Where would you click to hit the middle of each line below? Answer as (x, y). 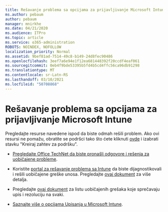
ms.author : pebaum (24, 14)
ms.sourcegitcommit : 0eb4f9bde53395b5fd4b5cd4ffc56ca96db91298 (72, 65)
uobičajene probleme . (35, 159)
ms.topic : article (24, 38)
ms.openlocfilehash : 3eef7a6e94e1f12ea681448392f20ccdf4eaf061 (72, 61)
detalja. (20, 179)
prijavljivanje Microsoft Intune (69, 119)
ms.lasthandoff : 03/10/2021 (34, 79)
